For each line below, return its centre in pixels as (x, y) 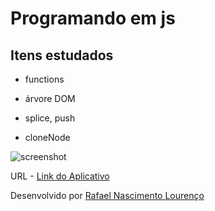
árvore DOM (50, 98)
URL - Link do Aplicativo (60, 176)
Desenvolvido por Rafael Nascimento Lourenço (107, 195)
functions (44, 79)
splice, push (50, 118)
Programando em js (93, 18)
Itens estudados (62, 55)
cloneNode (47, 137)
